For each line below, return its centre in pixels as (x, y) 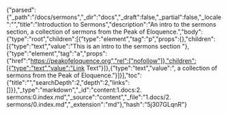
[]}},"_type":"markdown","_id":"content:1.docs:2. (74, 90)
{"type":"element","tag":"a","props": (57, 53)
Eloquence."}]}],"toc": (112, 75)
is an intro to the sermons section (133, 46)
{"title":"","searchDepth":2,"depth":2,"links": (68, 82)
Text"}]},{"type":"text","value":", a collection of (152, 68)
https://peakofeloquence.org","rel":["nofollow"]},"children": (113, 61)
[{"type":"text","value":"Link (46, 68)
